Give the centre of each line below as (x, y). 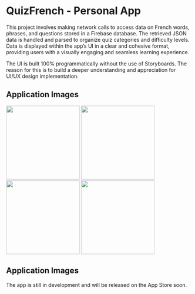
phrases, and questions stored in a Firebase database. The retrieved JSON (96, 33)
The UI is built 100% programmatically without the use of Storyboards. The (97, 64)
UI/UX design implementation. (43, 76)
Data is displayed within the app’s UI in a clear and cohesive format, (88, 46)
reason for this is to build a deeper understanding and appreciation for (91, 70)
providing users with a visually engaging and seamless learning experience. (98, 52)
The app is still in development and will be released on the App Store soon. (96, 285)
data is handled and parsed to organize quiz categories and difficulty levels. (98, 39)
